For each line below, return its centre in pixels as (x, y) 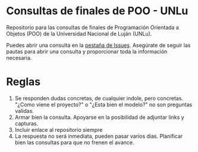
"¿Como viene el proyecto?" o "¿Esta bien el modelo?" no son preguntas (103, 104)
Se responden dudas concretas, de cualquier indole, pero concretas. (99, 98)
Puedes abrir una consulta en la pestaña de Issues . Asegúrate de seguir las (98, 45)
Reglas (23, 82)
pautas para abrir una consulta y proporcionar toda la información (87, 51)
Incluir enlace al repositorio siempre (59, 129)
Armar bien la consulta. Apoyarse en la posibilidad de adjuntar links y (99, 117)
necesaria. (19, 58)
